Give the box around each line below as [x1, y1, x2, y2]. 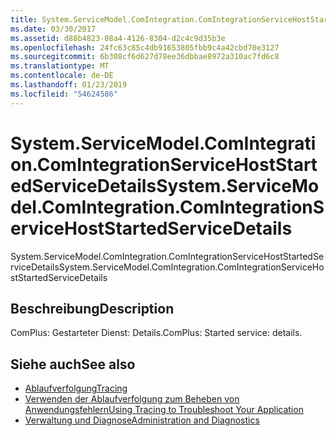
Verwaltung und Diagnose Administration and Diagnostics [24, 414, 260, 426]
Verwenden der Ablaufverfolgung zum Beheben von [24, 393, 240, 405]
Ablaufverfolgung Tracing [24, 382, 128, 395]
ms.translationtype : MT [10, 61, 110, 71]
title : [10, 14, 38, 25]
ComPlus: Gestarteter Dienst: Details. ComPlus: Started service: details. [10, 327, 303, 339]
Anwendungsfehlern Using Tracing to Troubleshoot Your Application [24, 404, 304, 416]
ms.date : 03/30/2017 [10, 24, 97, 34]
